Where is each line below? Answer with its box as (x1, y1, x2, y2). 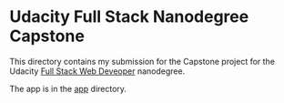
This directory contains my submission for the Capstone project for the (9, 56, 276, 67)
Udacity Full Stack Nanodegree (9, 6, 249, 27)
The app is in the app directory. (9, 83, 127, 94)
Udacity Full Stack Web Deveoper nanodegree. (9, 66, 186, 77)
